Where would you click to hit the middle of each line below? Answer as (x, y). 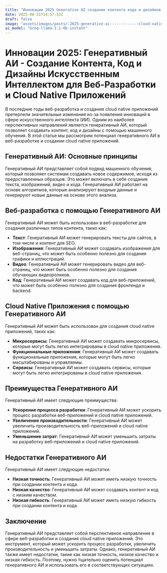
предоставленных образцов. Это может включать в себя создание (77, 179)
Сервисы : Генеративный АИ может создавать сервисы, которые (82, 367)
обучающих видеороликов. (41, 275)
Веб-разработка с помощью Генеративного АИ (83, 211)
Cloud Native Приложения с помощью (67, 306)
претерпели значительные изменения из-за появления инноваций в (78, 115)
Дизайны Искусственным (62, 74)
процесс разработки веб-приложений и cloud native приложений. (83, 415)
